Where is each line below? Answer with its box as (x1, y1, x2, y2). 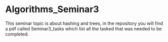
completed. (5, 31, 29, 37)
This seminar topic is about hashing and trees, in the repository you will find (5, 20, 163, 26)
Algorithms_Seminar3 (5, 4, 100, 15)
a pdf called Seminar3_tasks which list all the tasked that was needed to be (5, 25, 162, 31)
